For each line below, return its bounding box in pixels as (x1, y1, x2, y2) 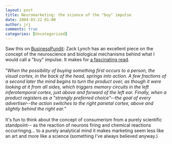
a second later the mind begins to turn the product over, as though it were (5, 78, 161, 84)
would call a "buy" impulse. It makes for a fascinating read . (5, 57, 130, 62)
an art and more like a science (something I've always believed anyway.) (5, 133, 158, 139)
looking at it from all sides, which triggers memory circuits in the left (5, 84, 149, 90)
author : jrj (5, 22, 31, 27)
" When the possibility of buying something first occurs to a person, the (5, 67, 155, 74)
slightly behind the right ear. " (5, 106, 67, 112)
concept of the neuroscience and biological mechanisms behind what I (5, 51, 155, 57)
